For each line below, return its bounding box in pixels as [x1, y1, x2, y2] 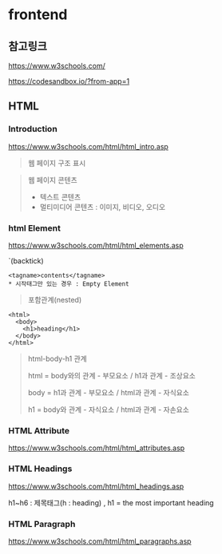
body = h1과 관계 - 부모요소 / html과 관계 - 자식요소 [27, 387, 190, 397]
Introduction [8, 124, 57, 135]
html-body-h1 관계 [27, 354, 88, 363]
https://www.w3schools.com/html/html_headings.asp [8, 481, 184, 491]
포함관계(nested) [27, 295, 82, 304]
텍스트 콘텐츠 [39, 192, 81, 201]
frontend [8, 6, 68, 24]
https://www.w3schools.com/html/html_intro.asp [8, 141, 169, 151]
